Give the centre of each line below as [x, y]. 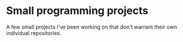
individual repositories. [34, 33]
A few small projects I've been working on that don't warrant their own [91, 27]
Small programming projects [77, 11]
